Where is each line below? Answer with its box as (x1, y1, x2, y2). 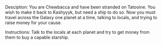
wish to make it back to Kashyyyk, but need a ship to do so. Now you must (5, 9, 156, 15)
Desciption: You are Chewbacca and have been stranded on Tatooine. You (5, 4, 156, 10)
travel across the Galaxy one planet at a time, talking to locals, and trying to (5, 15, 158, 20)
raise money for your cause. (5, 20, 62, 25)
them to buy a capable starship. (5, 34, 69, 40)
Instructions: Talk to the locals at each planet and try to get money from (5, 29, 150, 35)
